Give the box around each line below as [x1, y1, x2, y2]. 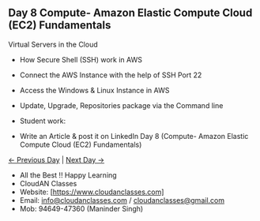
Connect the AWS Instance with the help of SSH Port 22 [19, 70, 202, 80]
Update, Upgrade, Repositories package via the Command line [19, 100, 224, 110]
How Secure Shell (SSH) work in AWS [19, 54, 142, 64]
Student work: [19, 116, 66, 125]
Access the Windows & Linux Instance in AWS [19, 85, 170, 95]
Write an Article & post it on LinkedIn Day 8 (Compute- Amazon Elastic [19, 131, 249, 140]
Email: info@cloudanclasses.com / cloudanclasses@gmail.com [19, 195, 225, 204]
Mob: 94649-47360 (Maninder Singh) [19, 204, 144, 213]
